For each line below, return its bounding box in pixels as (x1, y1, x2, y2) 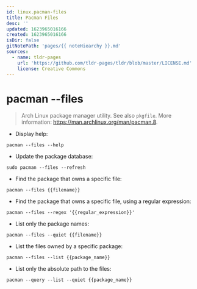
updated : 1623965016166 (6, 26, 67, 32)
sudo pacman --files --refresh (6, 165, 86, 171)
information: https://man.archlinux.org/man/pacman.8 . (21, 118, 158, 126)
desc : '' (6, 20, 29, 26)
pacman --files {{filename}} (6, 187, 81, 193)
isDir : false (6, 37, 40, 43)
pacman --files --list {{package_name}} (6, 254, 111, 261)
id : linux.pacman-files (6, 9, 67, 15)
